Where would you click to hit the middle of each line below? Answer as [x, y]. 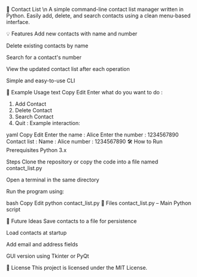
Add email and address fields [42, 244]
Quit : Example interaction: [47, 123]
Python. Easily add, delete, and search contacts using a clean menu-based [99, 16]
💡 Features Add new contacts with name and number [72, 34]
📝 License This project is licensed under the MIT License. [77, 268]
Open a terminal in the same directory [53, 180]
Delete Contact [34, 110]
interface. [18, 22]
